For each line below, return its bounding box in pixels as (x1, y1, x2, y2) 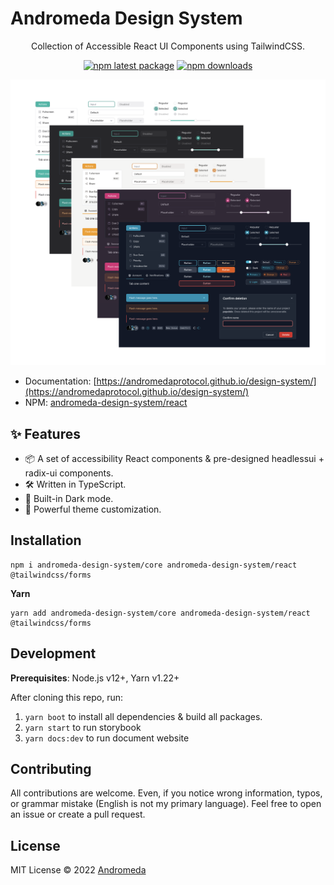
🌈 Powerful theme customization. (24, 503, 162, 515)
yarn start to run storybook (24, 721, 142, 733)
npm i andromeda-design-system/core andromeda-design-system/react (10, 560, 298, 570)
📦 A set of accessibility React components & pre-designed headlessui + (24, 452, 325, 464)
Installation (10, 532, 82, 549)
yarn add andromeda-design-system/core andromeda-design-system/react (10, 608, 311, 618)
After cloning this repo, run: (10, 691, 123, 703)
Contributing (10, 761, 92, 777)
